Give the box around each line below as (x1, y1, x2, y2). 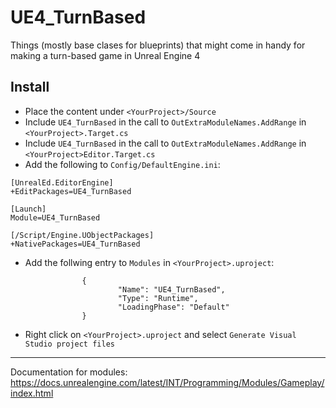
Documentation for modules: (10, 366, 128, 378)
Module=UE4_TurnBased (10, 212, 101, 223)
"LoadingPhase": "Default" (117, 302, 230, 312)
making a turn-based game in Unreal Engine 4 (10, 49, 201, 61)
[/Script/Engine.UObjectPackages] (10, 230, 155, 240)
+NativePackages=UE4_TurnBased (10, 239, 141, 249)
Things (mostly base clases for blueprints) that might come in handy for (10, 39, 306, 51)
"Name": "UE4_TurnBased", (117, 284, 226, 295)
